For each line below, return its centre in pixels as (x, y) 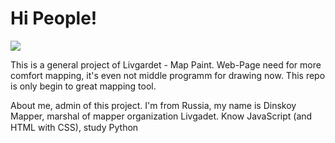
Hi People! (54, 18)
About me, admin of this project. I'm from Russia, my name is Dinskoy (153, 105)
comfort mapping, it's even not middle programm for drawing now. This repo (168, 75)
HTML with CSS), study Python (74, 127)
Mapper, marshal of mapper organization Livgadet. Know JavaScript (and (161, 116)
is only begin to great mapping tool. (83, 86)
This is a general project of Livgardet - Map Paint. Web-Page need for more (166, 64)
